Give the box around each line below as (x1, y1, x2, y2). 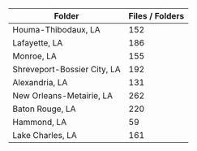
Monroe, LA (12, 50, 57, 62)
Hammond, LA (12, 117, 67, 127)
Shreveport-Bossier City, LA (12, 64, 122, 75)
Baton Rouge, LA (12, 103, 76, 114)
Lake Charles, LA (12, 130, 77, 140)
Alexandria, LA (12, 77, 68, 88)
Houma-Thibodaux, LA (12, 24, 101, 35)
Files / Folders (128, 11, 185, 21)
